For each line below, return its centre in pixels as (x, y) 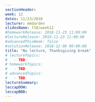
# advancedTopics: (24, 74)
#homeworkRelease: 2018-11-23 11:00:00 (46, 32)
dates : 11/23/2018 (24, 19)
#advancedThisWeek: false (32, 42)
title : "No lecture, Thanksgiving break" (48, 51)
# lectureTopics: (23, 55)
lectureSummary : (22, 82)
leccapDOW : (16, 87)
